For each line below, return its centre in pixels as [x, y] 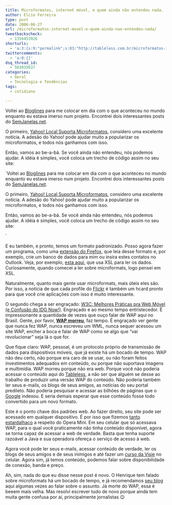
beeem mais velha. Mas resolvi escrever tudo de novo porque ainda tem [81, 491]
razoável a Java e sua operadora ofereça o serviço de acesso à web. [78, 439]
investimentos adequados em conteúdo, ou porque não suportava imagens [84, 363]
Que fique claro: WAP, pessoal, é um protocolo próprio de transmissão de [83, 347]
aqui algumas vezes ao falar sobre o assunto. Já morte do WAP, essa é [80, 486]
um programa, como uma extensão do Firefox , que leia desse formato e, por [86, 251]
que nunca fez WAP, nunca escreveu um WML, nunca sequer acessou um [83, 326]
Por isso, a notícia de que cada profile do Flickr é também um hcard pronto [84, 288]
